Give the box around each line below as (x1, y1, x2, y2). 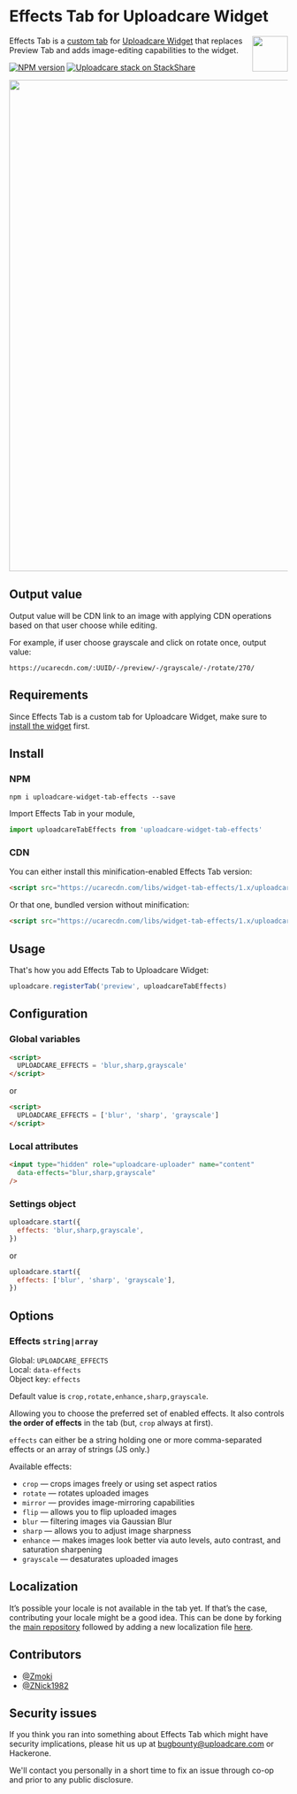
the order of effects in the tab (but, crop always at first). (9, 1417, 214, 1427)
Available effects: (9, 1461, 72, 1472)
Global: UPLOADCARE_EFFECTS (9, 1355, 109, 1365)
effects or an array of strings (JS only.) (9, 1443, 150, 1454)
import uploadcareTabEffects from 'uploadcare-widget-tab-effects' (9, 825, 263, 834)
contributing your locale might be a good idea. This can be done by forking (9, 1612, 282, 1622)
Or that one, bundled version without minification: (9, 900, 190, 910)
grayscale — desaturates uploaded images (21, 1553, 179, 1564)
